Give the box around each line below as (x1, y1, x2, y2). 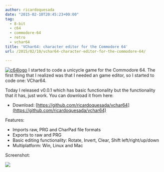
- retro (9, 35, 26, 40)
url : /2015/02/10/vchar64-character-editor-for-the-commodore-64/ (5, 49, 146, 54)
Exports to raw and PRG (12, 132, 62, 138)
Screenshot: (5, 152, 30, 158)
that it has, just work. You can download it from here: (5, 92, 114, 98)
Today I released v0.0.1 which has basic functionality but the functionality (5, 87, 156, 93)
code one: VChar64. (5, 78, 46, 84)
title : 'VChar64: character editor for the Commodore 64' (5, 44, 128, 49)
